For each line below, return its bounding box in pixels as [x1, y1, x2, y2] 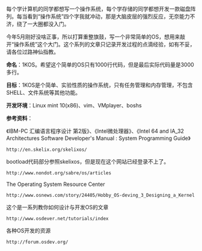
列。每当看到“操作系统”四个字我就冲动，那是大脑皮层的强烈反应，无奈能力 [6, 13, 191, 20]
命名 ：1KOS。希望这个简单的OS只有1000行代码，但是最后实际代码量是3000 [6, 61, 194, 68]
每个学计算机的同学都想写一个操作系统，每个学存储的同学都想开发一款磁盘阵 [6, 5, 196, 12]
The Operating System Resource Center [6, 180, 105, 188]
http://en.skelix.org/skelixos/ [6, 147, 87, 153]
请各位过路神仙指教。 [6, 48, 59, 56]
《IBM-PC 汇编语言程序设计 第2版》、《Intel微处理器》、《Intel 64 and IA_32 [6, 127, 185, 135]
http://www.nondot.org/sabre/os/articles [6, 170, 112, 176]
